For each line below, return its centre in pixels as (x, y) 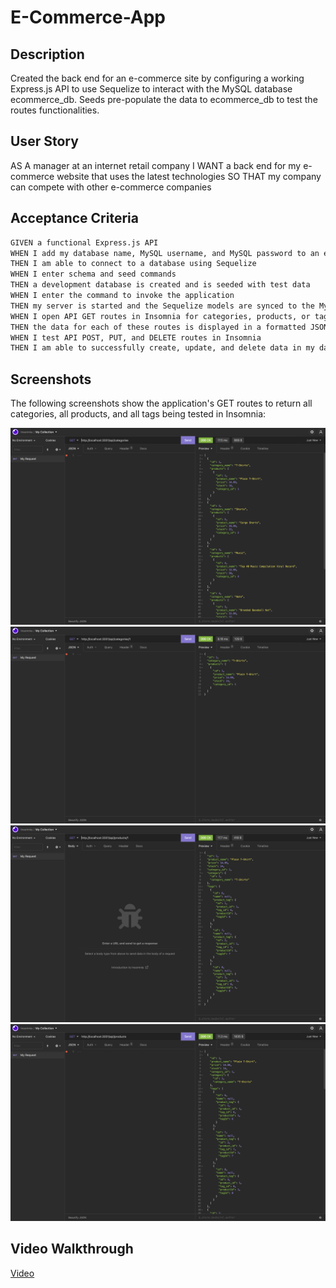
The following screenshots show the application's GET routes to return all (161, 403)
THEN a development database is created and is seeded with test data (160, 285)
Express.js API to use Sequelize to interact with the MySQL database (151, 89)
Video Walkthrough (72, 1249)
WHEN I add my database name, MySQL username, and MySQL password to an (165, 253)
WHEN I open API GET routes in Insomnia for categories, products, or (160, 316)
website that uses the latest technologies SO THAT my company (189, 176)
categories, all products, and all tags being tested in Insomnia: (138, 414)
